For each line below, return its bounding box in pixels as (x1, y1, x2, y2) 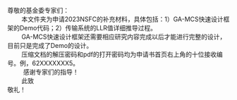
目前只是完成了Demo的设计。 (7, 42, 93, 49)
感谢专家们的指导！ (23, 68, 79, 76)
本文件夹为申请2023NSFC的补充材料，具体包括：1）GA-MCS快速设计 (20, 15, 224, 23)
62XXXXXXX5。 (31, 59, 80, 67)
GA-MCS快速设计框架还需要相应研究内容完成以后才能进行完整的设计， (20, 32, 226, 41)
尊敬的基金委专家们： (7, 6, 69, 14)
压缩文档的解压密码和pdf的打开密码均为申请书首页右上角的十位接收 (20, 50, 217, 58)
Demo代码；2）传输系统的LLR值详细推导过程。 (19, 24, 157, 32)
